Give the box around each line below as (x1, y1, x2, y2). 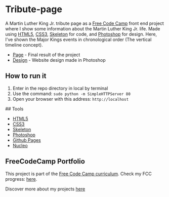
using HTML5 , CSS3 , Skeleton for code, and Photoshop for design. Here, (5, 31, 157, 37)
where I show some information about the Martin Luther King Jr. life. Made (5, 25, 160, 31)
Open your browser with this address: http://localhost (12, 96, 129, 102)
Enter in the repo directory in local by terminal (12, 85, 108, 91)
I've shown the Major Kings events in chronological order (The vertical (5, 36, 152, 43)
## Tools (5, 105, 24, 112)
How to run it (5, 72, 47, 81)
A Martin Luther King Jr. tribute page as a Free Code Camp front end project (5, 20, 164, 26)
